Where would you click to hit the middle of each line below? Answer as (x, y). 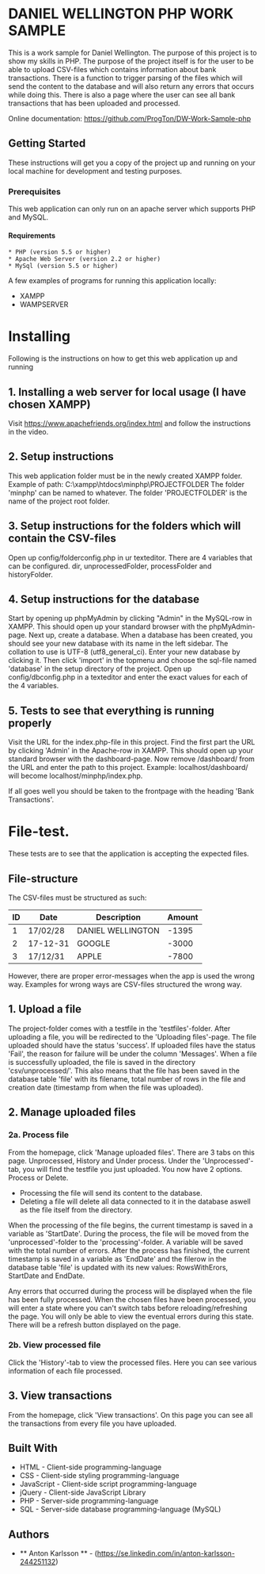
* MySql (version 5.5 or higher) (63, 266)
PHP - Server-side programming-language (89, 1501)
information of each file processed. (65, 1371)
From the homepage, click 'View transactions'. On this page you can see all (131, 1415)
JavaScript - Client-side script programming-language (108, 1484)
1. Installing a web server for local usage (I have (127, 392)
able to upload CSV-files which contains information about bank (112, 69)
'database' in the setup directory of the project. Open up (100, 669)
